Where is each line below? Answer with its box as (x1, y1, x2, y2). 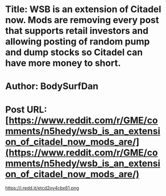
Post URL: (5, 104, 47, 115)
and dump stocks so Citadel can (5, 47, 143, 58)
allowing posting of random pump (5, 36, 150, 48)
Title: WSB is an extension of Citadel (5, 4, 161, 15)
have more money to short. (5, 57, 121, 69)
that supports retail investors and (5, 25, 149, 36)
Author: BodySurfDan (5, 81, 99, 92)
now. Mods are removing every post (5, 14, 159, 26)
